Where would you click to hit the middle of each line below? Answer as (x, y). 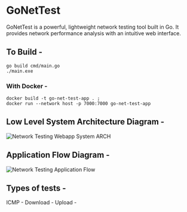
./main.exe (20, 71)
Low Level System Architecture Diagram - (85, 122)
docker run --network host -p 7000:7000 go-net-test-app (79, 104)
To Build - (24, 52)
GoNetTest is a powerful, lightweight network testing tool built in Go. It (93, 27)
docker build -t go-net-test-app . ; (53, 99)
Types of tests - (36, 188)
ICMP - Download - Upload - (42, 202)
